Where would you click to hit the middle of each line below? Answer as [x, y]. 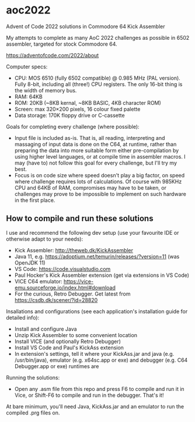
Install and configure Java [46, 329]
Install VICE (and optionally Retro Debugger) [68, 341]
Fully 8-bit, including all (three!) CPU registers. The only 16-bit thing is [98, 84]
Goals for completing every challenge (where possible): [73, 126]
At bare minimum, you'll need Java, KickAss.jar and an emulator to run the [95, 406]
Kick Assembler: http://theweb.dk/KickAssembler [74, 250]
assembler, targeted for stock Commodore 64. [62, 44]
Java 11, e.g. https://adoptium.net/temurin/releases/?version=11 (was [97, 256]
